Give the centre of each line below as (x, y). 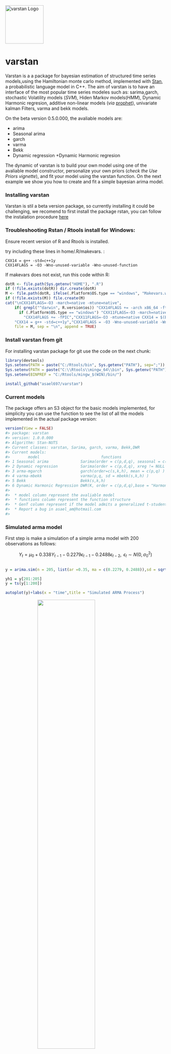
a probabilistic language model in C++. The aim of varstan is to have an (80, 86)
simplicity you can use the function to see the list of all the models (75, 413)
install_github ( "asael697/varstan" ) (44, 384)
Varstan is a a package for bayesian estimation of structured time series (81, 76)
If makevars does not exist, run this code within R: (58, 275)
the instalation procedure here (37, 217)
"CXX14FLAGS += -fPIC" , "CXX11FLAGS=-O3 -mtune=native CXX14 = (91, 317)
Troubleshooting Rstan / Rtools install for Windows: (70, 230)
